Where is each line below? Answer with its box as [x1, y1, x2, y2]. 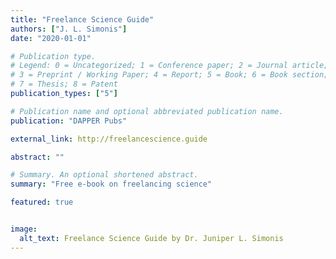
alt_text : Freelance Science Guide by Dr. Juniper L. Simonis [19, 233, 284, 243]
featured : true [10, 197, 74, 208]
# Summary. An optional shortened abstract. [10, 170, 199, 180]
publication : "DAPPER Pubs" [10, 116, 128, 126]
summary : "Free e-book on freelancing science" [10, 179, 213, 190]
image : [10, 224, 38, 234]
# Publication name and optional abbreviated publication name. [10, 106, 284, 116]
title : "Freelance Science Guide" [10, 14, 155, 25]
